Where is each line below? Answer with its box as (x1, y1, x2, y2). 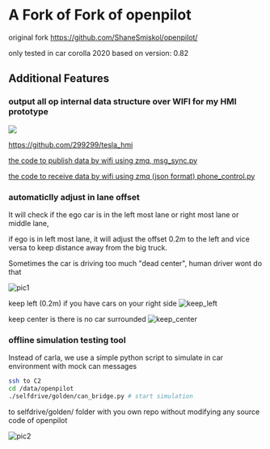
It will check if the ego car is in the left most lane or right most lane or (8, 209, 239, 220)
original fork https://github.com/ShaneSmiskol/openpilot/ (8, 32, 198, 42)
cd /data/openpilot (8, 385, 74, 393)
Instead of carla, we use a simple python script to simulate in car (8, 353, 224, 362)
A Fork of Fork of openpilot (8, 6, 192, 24)
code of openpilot (8, 415, 68, 425)
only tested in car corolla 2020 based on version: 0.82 (8, 48, 189, 58)
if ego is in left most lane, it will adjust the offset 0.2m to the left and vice (8, 233, 251, 244)
